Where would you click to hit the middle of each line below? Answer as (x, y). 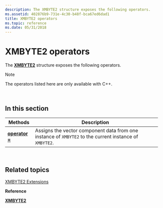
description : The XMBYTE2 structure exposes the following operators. (78, 9)
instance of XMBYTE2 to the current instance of (86, 137)
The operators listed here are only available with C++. (59, 84)
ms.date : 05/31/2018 (26, 28)
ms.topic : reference (26, 23)
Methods (19, 122)
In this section (27, 109)
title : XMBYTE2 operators (31, 18)
